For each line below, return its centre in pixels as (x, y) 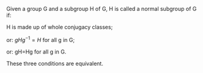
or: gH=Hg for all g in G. (36, 52)
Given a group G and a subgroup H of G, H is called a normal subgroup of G (102, 9)
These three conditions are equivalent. (55, 63)
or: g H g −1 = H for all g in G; (41, 39)
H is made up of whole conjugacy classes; (60, 27)
